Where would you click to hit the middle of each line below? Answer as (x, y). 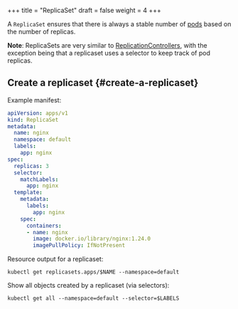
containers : (44, 226)
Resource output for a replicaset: (55, 259)
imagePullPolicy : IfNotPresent (79, 246)
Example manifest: (34, 100)
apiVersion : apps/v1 (38, 113)
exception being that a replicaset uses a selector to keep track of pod (109, 53)
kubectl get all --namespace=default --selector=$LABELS (93, 298)
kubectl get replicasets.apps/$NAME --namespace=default (93, 272)
